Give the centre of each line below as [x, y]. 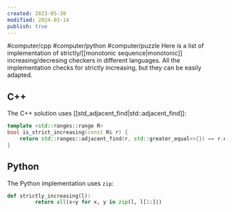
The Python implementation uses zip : [60, 183]
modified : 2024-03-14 [38, 20]
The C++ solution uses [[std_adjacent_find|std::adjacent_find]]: [97, 114]
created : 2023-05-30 [37, 13]
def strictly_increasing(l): [49, 196]
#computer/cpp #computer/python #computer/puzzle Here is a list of [106, 46]
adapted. [20, 75]
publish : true [28, 26]
